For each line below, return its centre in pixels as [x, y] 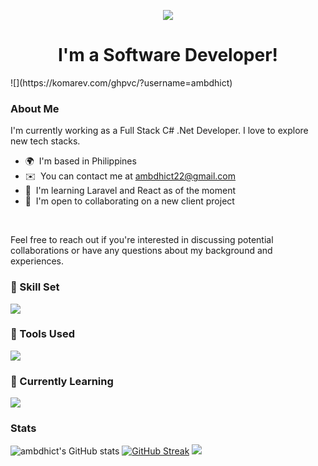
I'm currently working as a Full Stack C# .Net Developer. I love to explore [159, 131]
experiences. [37, 261]
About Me [35, 108]
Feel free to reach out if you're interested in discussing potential [142, 240]
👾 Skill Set [35, 287]
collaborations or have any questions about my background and [141, 251]
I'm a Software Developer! [168, 55]
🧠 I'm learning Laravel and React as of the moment [130, 191]
